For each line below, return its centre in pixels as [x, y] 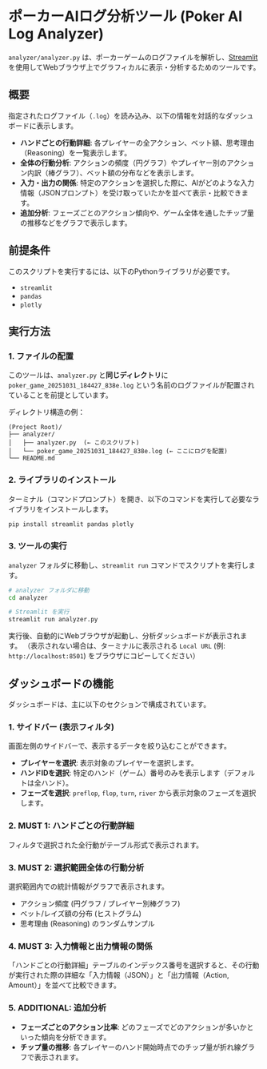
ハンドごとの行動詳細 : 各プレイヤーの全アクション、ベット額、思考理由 [137, 143]
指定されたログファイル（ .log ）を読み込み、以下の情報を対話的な [117, 115]
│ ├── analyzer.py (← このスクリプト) [74, 443]
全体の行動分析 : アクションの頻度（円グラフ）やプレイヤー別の [123, 163]
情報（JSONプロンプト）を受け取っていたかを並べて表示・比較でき [131, 192]
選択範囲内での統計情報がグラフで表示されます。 [89, 886]
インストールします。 [78, 508]
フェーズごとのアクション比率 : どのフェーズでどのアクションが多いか [133, 1027]
